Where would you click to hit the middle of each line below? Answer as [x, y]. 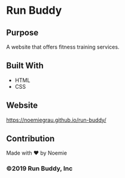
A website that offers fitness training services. [63, 47]
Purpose [22, 33]
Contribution [31, 139]
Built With [25, 66]
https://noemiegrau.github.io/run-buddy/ [56, 120]
